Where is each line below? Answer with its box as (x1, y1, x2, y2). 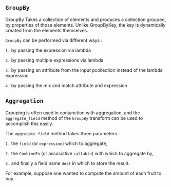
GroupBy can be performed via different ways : (5, 37, 103, 43)
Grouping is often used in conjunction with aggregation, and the (5, 110, 140, 116)
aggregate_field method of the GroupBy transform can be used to (5, 115, 143, 121)
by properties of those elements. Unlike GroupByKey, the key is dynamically (5, 22, 166, 28)
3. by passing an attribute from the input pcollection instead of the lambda (5, 67, 163, 73)
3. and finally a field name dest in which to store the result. (5, 160, 130, 166)
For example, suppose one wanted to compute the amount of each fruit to (5, 170, 162, 176)
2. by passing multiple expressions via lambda (5, 57, 104, 63)
